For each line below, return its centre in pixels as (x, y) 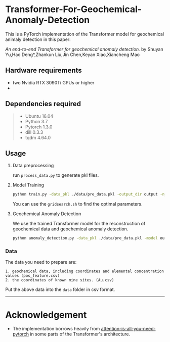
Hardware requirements (44, 70)
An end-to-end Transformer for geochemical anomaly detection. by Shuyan (84, 49)
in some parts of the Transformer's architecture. (80, 334)
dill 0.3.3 (34, 132)
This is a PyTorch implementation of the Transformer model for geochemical (85, 34)
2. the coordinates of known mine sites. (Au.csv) (60, 280)
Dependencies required (43, 104)
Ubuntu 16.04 (39, 116)
